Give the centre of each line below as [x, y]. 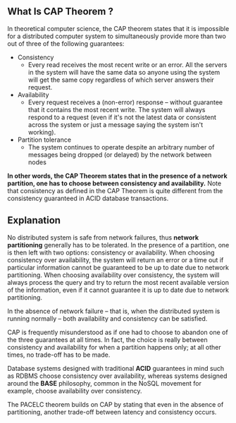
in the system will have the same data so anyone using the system [124, 72]
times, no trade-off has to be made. [59, 355]
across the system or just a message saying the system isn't [116, 124]
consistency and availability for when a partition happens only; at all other [114, 347]
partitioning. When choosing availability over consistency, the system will [113, 275]
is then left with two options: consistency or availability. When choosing [111, 252]
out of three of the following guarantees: [66, 43]
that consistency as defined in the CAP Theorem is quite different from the [115, 190]
